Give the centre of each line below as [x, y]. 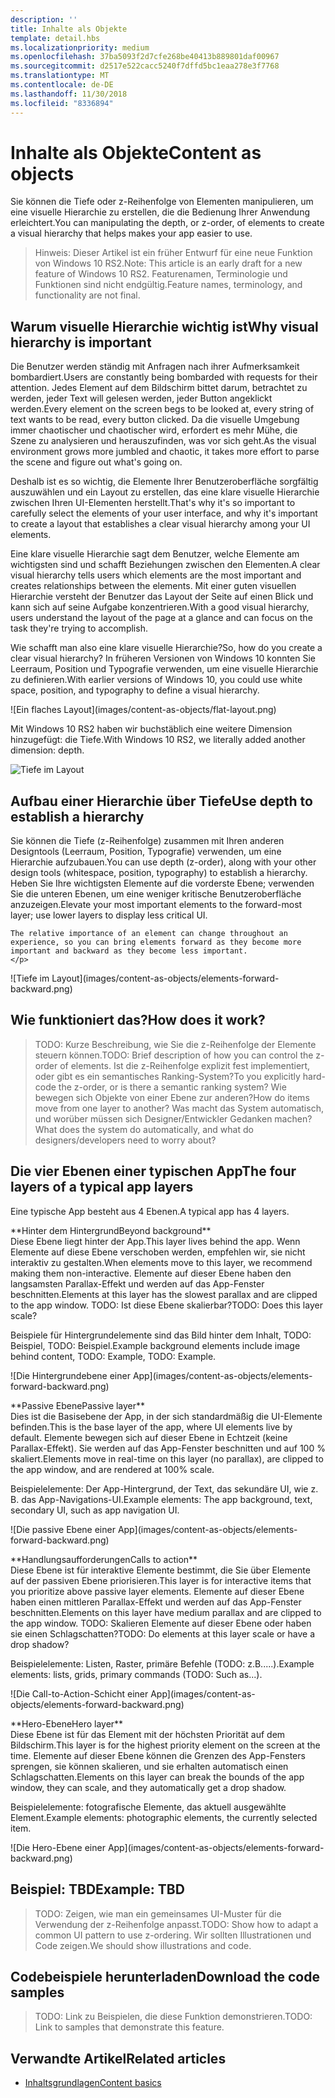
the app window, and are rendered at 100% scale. [112, 1469]
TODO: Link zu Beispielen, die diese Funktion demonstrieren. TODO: [173, 2017]
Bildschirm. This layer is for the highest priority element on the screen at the [165, 1745]
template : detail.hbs [55, 38]
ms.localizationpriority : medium [80, 47]
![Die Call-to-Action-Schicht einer [79, 1693]
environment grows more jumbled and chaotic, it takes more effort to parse [165, 452]
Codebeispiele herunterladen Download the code [165, 1976]
